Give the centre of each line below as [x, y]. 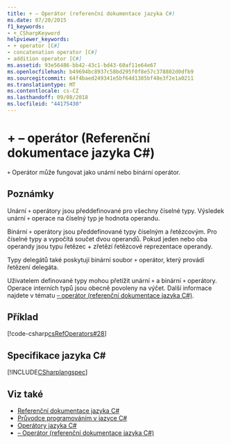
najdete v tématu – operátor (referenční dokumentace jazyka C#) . [101, 295]
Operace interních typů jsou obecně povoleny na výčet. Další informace [110, 288]
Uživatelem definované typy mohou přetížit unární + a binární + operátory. [112, 280]
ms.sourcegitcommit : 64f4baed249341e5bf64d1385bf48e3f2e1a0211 [101, 78]
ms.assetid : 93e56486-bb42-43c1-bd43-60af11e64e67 [82, 65]
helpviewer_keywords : [38, 40]
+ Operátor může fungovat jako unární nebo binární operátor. [94, 172]
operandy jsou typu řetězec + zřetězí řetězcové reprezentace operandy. [110, 246]
